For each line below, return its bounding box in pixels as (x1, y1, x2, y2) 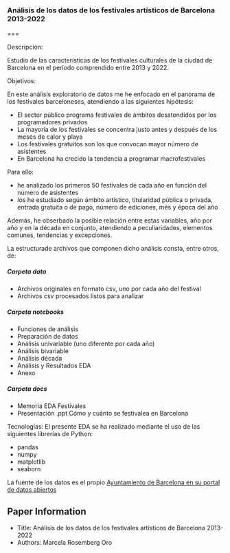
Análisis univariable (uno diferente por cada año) (16, 339, 155, 348)
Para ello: (7, 168, 34, 177)
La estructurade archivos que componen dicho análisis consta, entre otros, (7, 245, 220, 253)
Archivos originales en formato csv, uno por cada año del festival (16, 284, 201, 293)
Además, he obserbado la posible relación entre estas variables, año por (7, 216, 213, 225)
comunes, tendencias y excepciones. (7, 231, 113, 239)
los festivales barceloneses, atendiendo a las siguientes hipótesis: (7, 98, 194, 106)
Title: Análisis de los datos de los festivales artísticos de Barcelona (16, 524, 206, 532)
